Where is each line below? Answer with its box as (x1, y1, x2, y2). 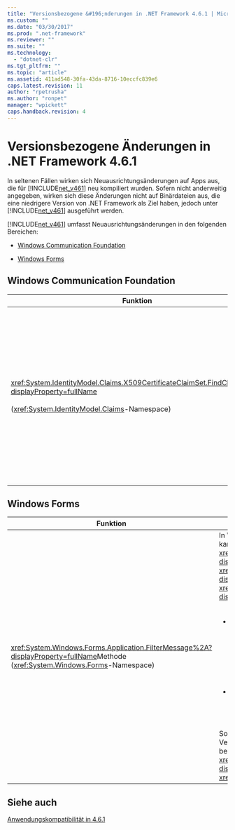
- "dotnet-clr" (13, 56, 58, 63)
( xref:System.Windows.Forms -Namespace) (10, 660, 155, 670)
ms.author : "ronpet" (7, 95, 68, 102)
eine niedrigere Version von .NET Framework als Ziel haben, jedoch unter (7, 199, 218, 207)
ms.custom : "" (7, 17, 49, 24)
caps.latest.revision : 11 (7, 82, 83, 89)
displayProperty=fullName (10, 652, 98, 662)
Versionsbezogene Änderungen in (7, 138, 211, 154)
